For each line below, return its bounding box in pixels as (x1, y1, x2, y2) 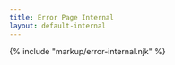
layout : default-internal (9, 21, 106, 30)
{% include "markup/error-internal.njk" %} (9, 45, 166, 56)
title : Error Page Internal (9, 12, 115, 22)
